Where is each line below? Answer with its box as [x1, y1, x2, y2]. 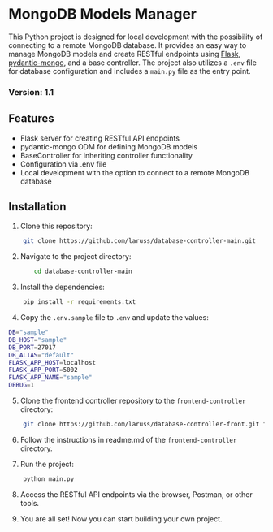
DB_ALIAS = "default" [8, 351, 75, 359]
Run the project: [19, 459, 75, 469]
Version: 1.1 [8, 86, 54, 97]
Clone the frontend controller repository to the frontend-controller [19, 396, 246, 406]
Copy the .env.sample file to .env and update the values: [19, 313, 209, 322]
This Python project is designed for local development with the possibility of [8, 32, 263, 41]
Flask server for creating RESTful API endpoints [19, 133, 180, 143]
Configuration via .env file [19, 159, 107, 169]
